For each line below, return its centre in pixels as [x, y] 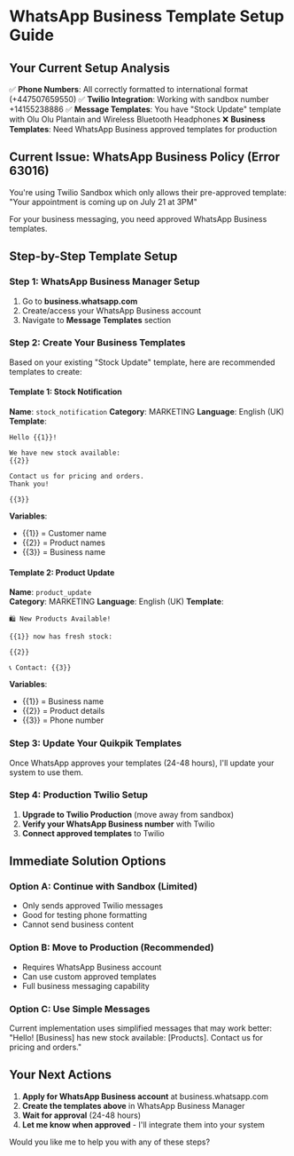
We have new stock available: [65, 453]
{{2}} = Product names [64, 542]
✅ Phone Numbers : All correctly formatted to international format [129, 89]
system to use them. [46, 772]
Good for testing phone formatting [85, 915]
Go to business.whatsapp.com [80, 301]
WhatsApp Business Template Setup [147, 16]
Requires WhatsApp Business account [92, 967]
